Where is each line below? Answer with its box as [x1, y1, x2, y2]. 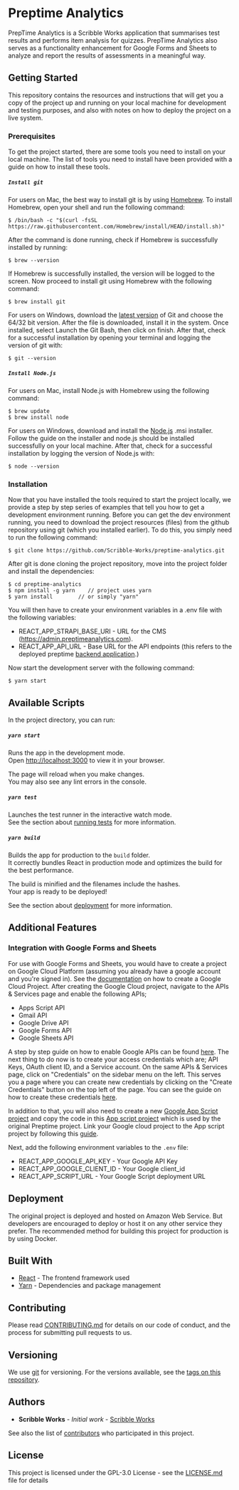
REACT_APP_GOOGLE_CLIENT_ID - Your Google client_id [18, 1164, 186, 1172]
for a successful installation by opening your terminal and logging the [8, 333, 211, 342]
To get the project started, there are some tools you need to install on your [8, 147, 226, 156]
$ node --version [8, 463, 60, 470]
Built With [8, 1254, 53, 1266]
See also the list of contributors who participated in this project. [8, 1429, 195, 1437]
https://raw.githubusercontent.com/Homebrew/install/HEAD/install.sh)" [8, 223, 225, 231]
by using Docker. [8, 1234, 58, 1243]
